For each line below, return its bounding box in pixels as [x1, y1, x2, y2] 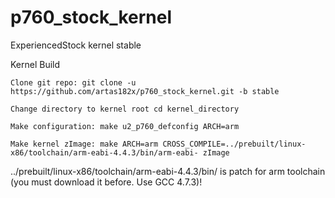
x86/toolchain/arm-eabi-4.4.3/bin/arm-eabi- [10, 147, 199, 158]
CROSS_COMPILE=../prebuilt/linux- [162, 139, 307, 149]
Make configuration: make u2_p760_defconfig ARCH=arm [10, 121, 240, 131]
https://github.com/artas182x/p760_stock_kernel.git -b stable [10, 86, 280, 96]
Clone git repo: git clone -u [10, 77, 137, 88]
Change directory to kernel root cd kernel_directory [10, 104, 240, 114]
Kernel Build [10, 58, 61, 70]
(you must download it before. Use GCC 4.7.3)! [10, 176, 203, 188]
